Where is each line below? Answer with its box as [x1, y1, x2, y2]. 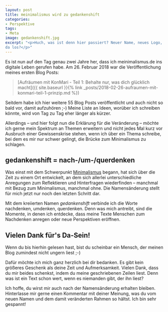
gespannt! [5, 301, 26, 307]
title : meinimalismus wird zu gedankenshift [5, 12, 100, 17]
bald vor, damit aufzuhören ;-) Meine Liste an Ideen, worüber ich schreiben [5, 105, 160, 111]
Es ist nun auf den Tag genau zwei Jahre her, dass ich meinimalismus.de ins [5, 58, 162, 64]
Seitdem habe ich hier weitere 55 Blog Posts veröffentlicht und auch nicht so [5, 99, 163, 106]
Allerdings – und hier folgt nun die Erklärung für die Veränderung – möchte [5, 120, 159, 126]
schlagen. [5, 141, 26, 147]
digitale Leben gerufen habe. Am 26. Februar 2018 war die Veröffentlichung [5, 64, 161, 70]
